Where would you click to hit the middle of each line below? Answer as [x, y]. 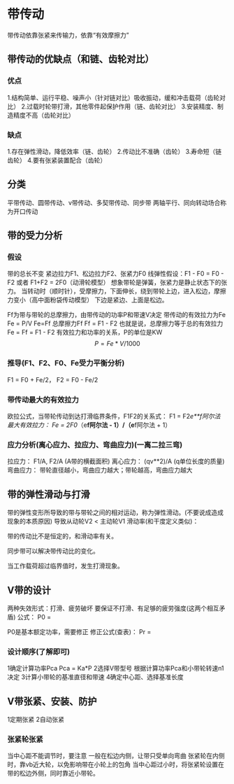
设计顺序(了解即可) [39, 652]
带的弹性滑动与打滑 [49, 494]
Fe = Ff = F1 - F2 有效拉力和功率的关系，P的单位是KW [85, 332]
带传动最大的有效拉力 [43, 400]
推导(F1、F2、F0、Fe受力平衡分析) [66, 363]
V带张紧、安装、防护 [52, 701]
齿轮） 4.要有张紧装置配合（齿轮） [57, 160]
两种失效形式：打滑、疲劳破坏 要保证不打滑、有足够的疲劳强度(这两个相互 [114, 608]
